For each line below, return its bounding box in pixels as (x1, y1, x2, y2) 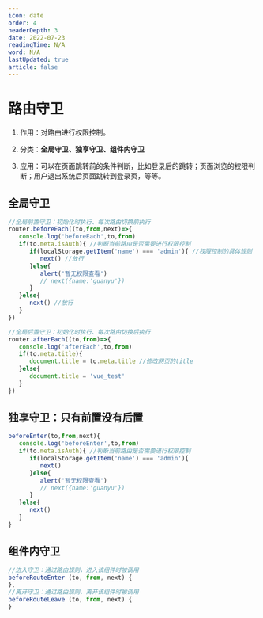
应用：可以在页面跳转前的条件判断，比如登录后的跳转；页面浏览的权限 (19, 161, 249, 170)
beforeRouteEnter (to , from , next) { (8, 574, 133, 582)
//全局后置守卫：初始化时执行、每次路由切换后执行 (8, 328, 151, 336)
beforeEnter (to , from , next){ (8, 433, 101, 441)
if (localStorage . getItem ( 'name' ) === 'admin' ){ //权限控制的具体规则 (28, 247, 253, 255)
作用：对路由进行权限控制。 (19, 128, 111, 137)
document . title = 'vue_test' (28, 372, 126, 380)
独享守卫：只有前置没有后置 (8, 411, 144, 425)
